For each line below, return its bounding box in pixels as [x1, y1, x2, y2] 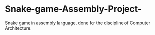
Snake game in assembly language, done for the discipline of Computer [5, 20, 151, 26]
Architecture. [5, 25, 32, 31]
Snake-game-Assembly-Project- [5, 3, 142, 15]
